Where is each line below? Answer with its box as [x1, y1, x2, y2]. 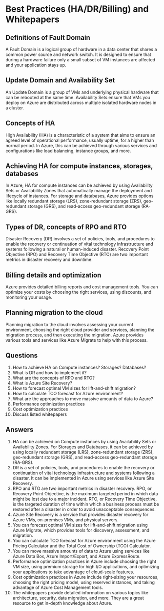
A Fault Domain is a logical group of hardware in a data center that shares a [5, 47, 157, 52]
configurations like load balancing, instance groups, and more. [5, 148, 131, 153]
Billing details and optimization [5, 271, 102, 279]
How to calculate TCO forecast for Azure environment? [12, 390, 123, 396]
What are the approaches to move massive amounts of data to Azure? [12, 396, 153, 402]
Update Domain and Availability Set [5, 76, 115, 84]
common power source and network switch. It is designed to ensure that [5, 51, 152, 57]
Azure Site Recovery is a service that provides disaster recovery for [12, 511, 149, 517]
